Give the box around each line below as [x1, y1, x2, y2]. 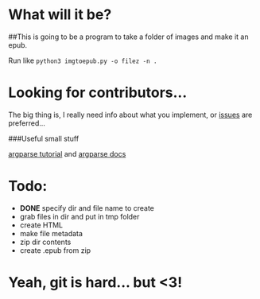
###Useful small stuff [8, 134, 80, 143]
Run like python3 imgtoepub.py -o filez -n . [8, 56, 157, 65]
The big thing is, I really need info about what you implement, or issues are [8, 110, 253, 119]
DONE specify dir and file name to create [19, 203, 155, 212]
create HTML [19, 220, 64, 230]
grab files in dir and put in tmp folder [19, 212, 140, 221]
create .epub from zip [19, 245, 91, 255]
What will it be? [8, 6, 112, 24]
